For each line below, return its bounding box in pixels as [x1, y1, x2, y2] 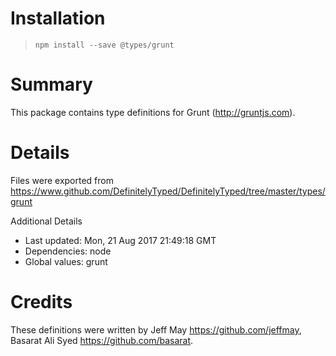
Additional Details [10, 215, 83, 227]
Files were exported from [10, 174, 114, 186]
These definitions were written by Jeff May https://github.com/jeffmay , [10, 323, 302, 336]
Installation [10, 7, 106, 30]
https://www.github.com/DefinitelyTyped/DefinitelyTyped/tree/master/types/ [10, 185, 326, 197]
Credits [10, 291, 73, 313]
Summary [10, 73, 93, 96]
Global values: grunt [24, 255, 108, 267]
